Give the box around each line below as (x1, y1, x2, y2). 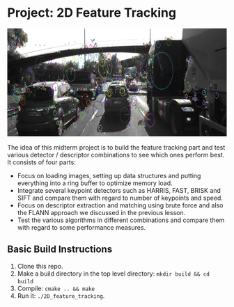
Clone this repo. (17, 262, 63, 270)
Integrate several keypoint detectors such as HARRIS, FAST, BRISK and (17, 186, 221, 194)
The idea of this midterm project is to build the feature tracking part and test (7, 143, 226, 151)
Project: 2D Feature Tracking (7, 5, 176, 21)
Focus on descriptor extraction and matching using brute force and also (17, 200, 224, 210)
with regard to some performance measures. (17, 223, 146, 231)
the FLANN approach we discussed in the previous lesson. (17, 208, 186, 217)
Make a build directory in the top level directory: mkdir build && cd (17, 269, 210, 278)
